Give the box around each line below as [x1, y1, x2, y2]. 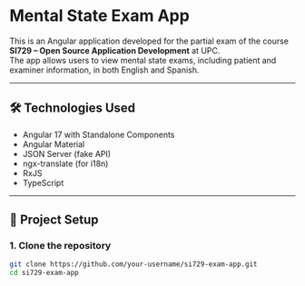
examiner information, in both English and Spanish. [9, 64, 200, 75]
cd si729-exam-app [9, 269, 79, 278]
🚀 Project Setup [9, 212, 99, 228]
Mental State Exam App [9, 5, 191, 26]
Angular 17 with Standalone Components [22, 129, 175, 140]
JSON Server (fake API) [22, 148, 112, 159]
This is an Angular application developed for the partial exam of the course [9, 35, 289, 46]
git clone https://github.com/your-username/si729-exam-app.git [9, 260, 258, 269]
